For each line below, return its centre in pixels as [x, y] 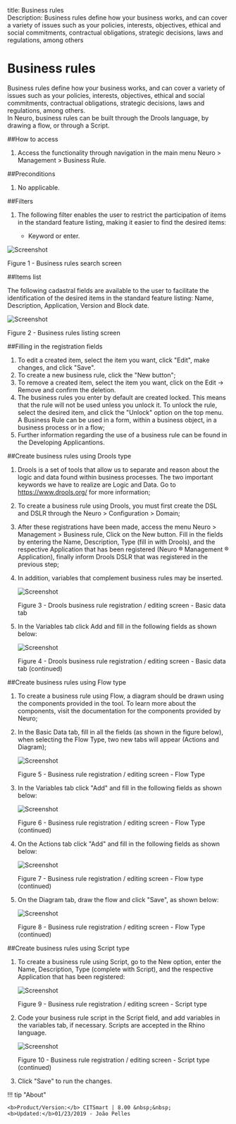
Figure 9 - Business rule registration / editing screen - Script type [112, 1004]
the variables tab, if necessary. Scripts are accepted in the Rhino [111, 1025]
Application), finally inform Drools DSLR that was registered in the [112, 556]
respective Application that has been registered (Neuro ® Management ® [123, 549]
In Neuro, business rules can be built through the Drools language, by [108, 118]
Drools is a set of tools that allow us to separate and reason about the [118, 469]
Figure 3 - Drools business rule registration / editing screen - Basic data [122, 605]
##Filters [20, 201]
